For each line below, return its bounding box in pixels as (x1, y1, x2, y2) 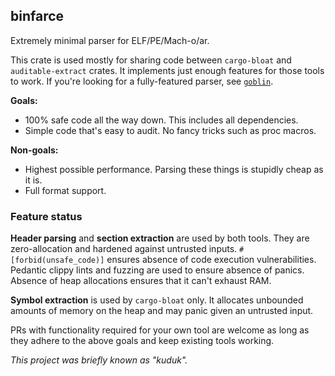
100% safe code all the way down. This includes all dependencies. (24, 114, 299, 126)
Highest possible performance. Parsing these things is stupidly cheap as (24, 163, 324, 175)
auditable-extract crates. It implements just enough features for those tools (10, 64, 325, 76)
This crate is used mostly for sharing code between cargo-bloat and (10, 54, 292, 66)
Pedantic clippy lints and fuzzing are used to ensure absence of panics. (10, 264, 305, 276)
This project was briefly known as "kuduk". (10, 354, 188, 366)
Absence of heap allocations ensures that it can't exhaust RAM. (10, 275, 272, 287)
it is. (24, 174, 43, 186)
